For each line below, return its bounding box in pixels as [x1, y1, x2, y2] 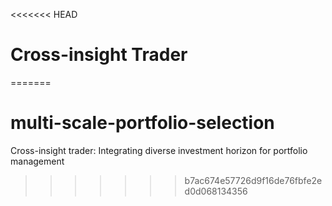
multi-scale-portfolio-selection [10, 112, 275, 134]
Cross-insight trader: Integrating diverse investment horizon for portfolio [10, 144, 308, 156]
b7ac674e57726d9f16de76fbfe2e [184, 174, 323, 186]
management [10, 155, 65, 167]
